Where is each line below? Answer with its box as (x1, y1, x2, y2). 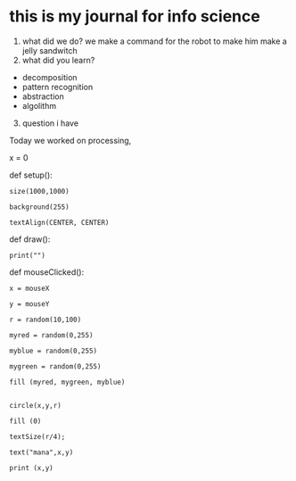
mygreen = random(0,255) (9, 361, 102, 371)
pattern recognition (21, 81, 94, 92)
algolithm (21, 100, 56, 111)
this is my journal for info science (9, 6, 260, 27)
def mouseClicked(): (9, 266, 85, 278)
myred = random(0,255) (9, 330, 94, 340)
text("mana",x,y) (9, 448, 74, 457)
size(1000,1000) (9, 187, 70, 195)
